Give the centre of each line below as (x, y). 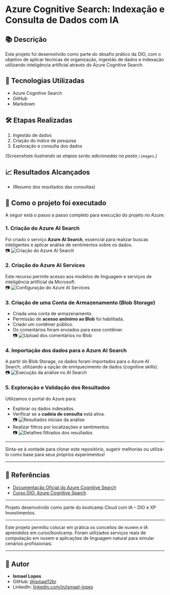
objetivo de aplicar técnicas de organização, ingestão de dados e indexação (85, 60)
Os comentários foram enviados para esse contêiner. (68, 330)
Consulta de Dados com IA (62, 20)
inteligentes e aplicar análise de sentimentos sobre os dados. (69, 245)
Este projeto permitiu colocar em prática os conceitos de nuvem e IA (77, 527)
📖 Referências (28, 475)
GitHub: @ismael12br (34, 582)
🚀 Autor (17, 564)
